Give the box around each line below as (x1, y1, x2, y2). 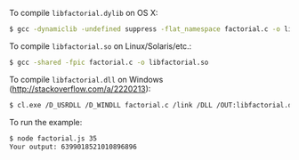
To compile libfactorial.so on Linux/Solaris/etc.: (9, 40, 192, 52)
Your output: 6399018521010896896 (9, 142, 138, 151)
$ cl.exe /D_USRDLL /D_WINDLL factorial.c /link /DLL (9, 100, 214, 109)
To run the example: (9, 116, 83, 127)
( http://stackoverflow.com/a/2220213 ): (9, 84, 151, 94)
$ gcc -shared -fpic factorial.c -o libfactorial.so (9, 58, 209, 67)
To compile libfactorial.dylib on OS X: (9, 8, 158, 18)
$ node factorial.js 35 (9, 133, 98, 143)
